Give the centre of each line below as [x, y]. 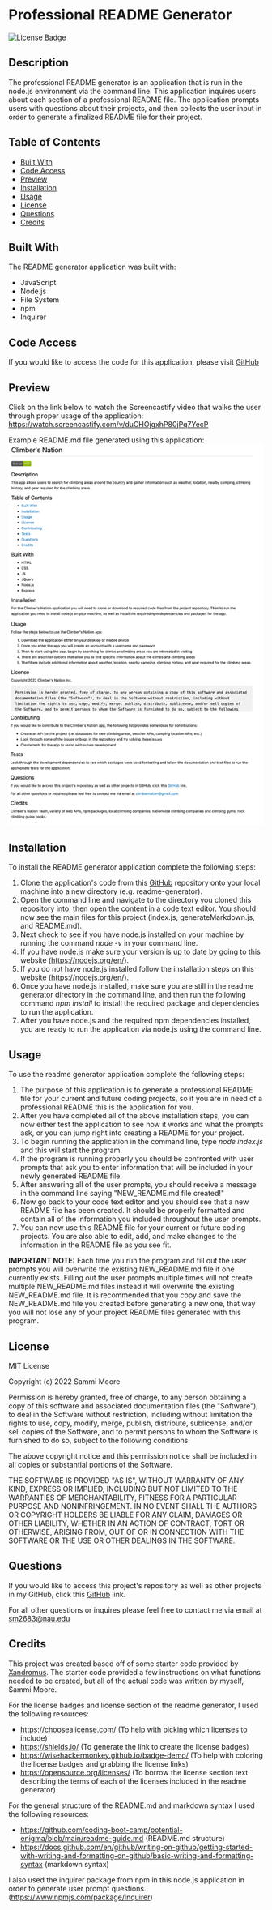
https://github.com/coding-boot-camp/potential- [101, 1830]
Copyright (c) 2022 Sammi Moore [64, 1382]
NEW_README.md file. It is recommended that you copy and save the [125, 1295]
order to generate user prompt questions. [77, 1888]
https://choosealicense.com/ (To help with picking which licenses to [134, 1729]
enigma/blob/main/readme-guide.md [82, 1838]
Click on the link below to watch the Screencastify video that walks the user [135, 407]
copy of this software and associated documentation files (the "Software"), [134, 1406]
